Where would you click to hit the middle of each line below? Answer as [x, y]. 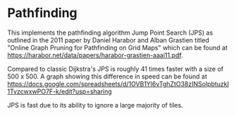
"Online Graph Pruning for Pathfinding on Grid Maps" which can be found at [117, 47]
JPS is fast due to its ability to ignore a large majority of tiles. [95, 105]
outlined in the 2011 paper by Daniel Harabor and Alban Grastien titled [108, 40]
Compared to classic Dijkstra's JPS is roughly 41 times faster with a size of [116, 69]
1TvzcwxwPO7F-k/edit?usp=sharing [60, 91]
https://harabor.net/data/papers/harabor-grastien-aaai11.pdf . [95, 55]
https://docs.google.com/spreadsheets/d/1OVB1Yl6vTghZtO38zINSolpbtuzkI [118, 83]
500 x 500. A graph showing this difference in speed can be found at [107, 76]
